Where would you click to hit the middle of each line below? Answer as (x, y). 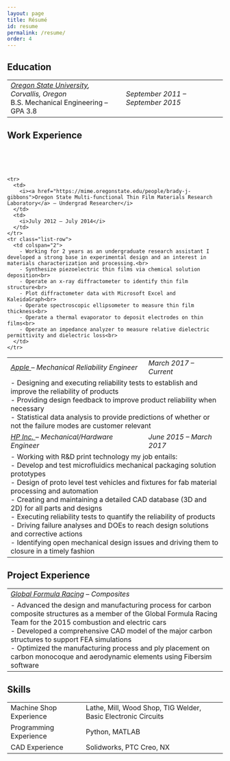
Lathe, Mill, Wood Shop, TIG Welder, (143, 708)
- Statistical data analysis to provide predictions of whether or (110, 417)
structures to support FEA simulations (71, 639)
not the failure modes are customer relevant (81, 425)
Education (29, 67)
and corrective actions (47, 534)
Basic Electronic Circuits (125, 716)
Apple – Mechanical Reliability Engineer (74, 367)
